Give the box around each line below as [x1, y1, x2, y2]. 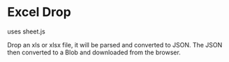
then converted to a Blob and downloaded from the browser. [7, 48, 182, 56]
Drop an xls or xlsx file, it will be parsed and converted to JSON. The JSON [7, 40, 223, 49]
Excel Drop [7, 4, 71, 20]
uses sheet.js [7, 27, 45, 36]
